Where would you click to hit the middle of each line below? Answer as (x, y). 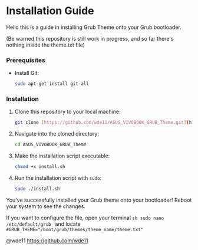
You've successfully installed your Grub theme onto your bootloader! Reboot (99, 200)
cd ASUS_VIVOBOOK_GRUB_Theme (50, 145)
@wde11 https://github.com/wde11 (47, 241)
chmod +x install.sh (40, 167)
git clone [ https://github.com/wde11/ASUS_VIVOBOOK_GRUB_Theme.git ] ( (102, 123)
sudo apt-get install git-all (52, 84)
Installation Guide (50, 11)
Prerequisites (26, 60)
